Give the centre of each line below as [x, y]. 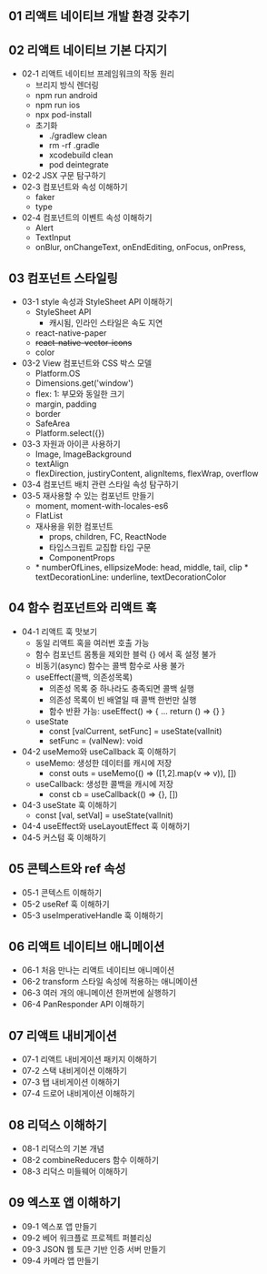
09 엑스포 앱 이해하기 [65, 1203]
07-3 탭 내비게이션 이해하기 [70, 1082]
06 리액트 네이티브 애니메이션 [87, 947]
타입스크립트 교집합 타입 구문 [100, 548]
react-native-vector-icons [84, 343]
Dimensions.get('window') [84, 383]
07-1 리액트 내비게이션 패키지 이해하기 [89, 1059]
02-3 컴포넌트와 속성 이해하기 [74, 187]
